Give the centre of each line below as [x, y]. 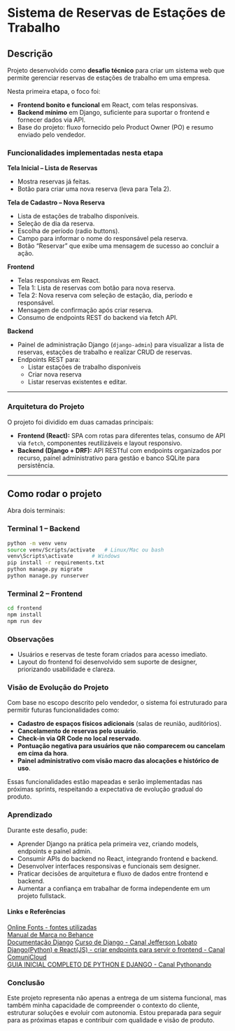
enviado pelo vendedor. [51, 135]
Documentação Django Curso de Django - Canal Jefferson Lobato [102, 942]
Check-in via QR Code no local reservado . [79, 738]
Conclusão [26, 983]
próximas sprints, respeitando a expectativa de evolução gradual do [105, 790]
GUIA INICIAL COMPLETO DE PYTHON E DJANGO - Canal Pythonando [109, 965]
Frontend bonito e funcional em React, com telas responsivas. [108, 105]
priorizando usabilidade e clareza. [66, 669]
